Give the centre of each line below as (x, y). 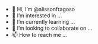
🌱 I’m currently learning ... (43, 22)
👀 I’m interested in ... (37, 15)
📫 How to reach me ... (39, 35)
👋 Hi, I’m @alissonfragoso (43, 9)
